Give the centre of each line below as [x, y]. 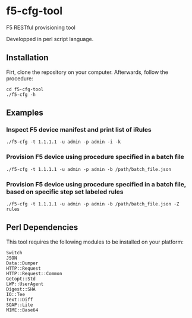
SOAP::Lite [20, 305]
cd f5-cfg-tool [25, 89]
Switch [14, 252]
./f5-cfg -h [21, 94]
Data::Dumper [22, 263]
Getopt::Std [21, 279]
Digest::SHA [21, 289]
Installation [27, 58]
